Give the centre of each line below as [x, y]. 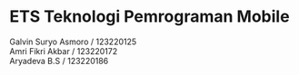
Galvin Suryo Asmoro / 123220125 [73, 42]
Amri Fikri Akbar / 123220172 [64, 51]
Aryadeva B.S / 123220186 [59, 61]
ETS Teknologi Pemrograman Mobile [149, 17]
